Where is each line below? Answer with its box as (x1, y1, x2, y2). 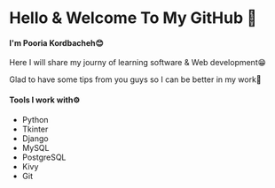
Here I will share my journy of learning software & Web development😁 (9, 57, 266, 68)
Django (21, 132, 49, 144)
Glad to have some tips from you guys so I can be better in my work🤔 (9, 74, 262, 85)
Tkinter (21, 124, 49, 134)
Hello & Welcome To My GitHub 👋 (9, 8, 257, 28)
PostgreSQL (21, 152, 67, 162)
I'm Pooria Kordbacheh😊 (9, 37, 104, 48)
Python (21, 114, 49, 124)
